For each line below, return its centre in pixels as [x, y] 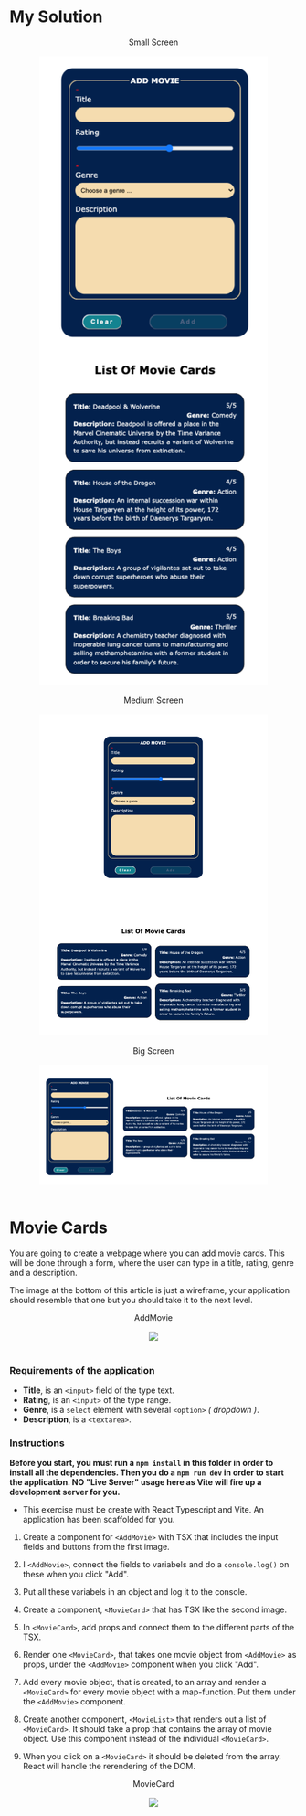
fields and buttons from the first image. [96, 1547]
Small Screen [153, 42]
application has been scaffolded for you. [99, 1520]
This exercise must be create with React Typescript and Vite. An [143, 1510]
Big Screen [153, 1051]
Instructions [37, 1443]
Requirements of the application [82, 1370]
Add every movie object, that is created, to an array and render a [144, 1683]
